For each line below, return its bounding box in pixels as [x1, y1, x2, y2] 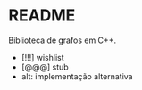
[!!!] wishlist [21, 52, 64, 62]
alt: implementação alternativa [21, 70, 133, 81]
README [8, 5, 76, 26]
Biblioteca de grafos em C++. [8, 35, 117, 45]
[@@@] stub [21, 61, 69, 72]
